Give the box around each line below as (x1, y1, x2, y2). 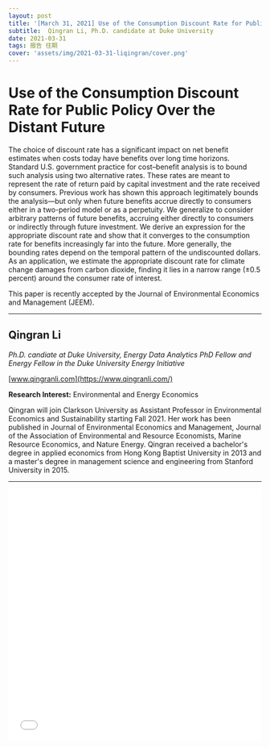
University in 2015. (8, 465, 70, 475)
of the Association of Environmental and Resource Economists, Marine (8, 430, 242, 440)
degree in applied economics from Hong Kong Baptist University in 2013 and (8, 448, 262, 458)
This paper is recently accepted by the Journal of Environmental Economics (8, 288, 260, 298)
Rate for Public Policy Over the (8, 102, 215, 119)
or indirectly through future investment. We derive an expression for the (8, 222, 246, 231)
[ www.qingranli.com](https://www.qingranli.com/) (8, 374, 174, 384)
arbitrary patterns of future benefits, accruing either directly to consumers (8, 213, 255, 222)
